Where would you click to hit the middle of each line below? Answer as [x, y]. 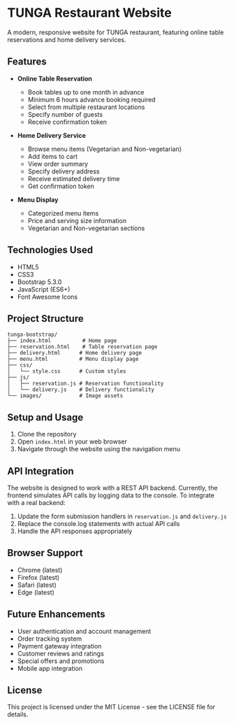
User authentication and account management [84, 631]
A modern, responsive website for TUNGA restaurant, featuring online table [116, 32]
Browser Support [45, 553]
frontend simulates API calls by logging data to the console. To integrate [111, 495]
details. [18, 714]
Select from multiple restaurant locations [86, 107]
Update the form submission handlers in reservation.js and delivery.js [122, 516]
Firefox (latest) [38, 577]
